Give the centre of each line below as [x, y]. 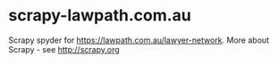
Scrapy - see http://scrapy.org [64, 49]
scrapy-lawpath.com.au [100, 16]
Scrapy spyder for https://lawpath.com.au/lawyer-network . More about [139, 40]
